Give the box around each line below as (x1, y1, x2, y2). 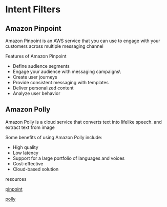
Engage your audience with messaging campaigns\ (12, 68, 121, 74)
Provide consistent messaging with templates (12, 80, 109, 85)
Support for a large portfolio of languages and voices (12, 155, 125, 161)
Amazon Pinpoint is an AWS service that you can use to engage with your (5, 37, 160, 44)
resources (5, 176, 27, 182)
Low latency (12, 149, 38, 156)
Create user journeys (12, 74, 57, 80)
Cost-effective (12, 160, 44, 166)
